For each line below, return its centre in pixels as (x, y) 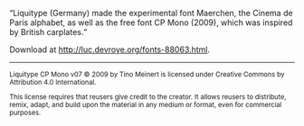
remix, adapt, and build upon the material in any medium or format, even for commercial (146, 104)
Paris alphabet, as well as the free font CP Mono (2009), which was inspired (151, 22)
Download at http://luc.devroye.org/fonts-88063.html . (110, 49)
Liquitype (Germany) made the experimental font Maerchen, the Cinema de (153, 13)
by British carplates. (47, 32)
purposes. (25, 112)
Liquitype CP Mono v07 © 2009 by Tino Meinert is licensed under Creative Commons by (147, 75)
